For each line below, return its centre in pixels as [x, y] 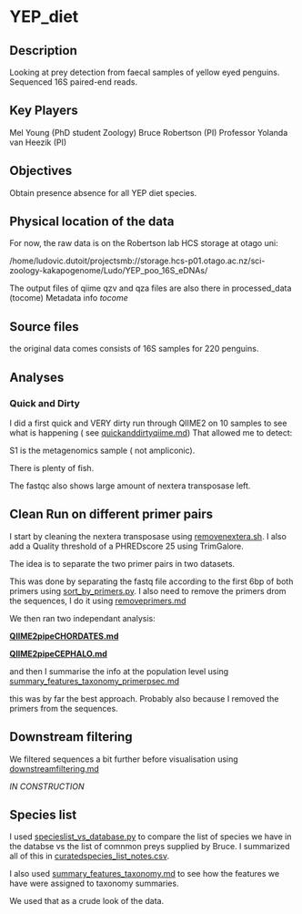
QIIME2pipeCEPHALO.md [58, 653]
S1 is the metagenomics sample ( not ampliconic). [102, 450]
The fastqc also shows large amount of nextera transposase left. [130, 486]
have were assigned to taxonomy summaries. [94, 883]
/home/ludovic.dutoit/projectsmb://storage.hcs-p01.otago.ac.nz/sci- [137, 261]
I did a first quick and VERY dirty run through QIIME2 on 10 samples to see [148, 423]
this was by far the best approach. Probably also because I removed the [144, 698]
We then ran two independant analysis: [83, 618]
